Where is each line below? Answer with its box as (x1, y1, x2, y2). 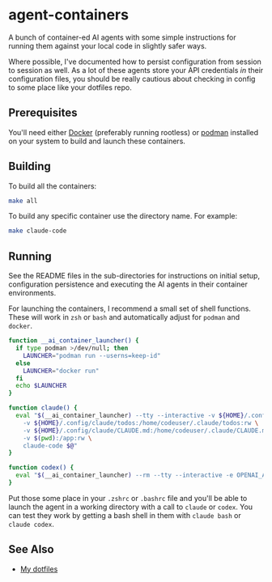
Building (8, 159, 51, 173)
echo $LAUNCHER (15, 382, 67, 390)
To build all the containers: (8, 181, 97, 191)
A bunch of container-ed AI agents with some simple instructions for (8, 32, 236, 42)
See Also (8, 542, 54, 556)
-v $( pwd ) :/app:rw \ (23, 434, 92, 442)
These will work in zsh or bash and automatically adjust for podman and (8, 312, 240, 322)
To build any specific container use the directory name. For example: (8, 211, 238, 221)
